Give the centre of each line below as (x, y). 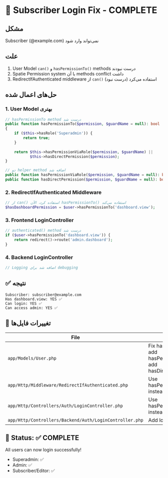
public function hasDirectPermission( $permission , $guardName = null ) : (81, 179)
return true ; (37, 138)
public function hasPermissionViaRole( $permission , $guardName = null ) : (82, 175)
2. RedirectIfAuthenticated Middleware (53, 192)
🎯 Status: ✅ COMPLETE (42, 438)
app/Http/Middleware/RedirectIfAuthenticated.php (68, 385)
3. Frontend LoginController (39, 220)
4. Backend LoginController (39, 257)
